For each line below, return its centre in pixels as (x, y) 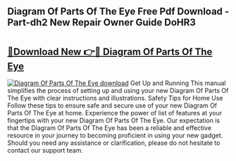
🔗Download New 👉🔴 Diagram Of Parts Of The (110, 52)
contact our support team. (45, 150)
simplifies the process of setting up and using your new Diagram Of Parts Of (118, 90)
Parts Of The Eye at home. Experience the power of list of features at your (115, 113)
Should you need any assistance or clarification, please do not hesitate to (114, 143)
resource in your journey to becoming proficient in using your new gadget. (115, 135)
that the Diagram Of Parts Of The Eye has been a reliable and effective (110, 128)
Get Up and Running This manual (178, 83)
